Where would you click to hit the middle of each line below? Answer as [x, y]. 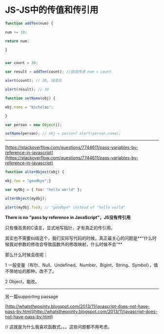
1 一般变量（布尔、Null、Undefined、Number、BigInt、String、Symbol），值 [82, 265]
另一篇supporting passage [32, 296]
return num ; [17, 41]
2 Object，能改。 [22, 281]
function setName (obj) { [30, 98]
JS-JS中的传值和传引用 [52, 10]
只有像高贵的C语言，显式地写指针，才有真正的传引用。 [60, 227]
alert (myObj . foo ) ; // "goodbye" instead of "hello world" [65, 207]
